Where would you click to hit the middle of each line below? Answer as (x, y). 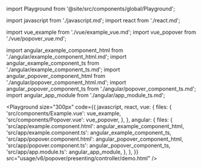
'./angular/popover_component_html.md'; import (66, 82)
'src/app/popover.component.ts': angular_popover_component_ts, (88, 145)
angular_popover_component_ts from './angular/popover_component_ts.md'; (101, 89)
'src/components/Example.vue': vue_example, (64, 113)
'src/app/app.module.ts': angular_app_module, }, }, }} (72, 152)
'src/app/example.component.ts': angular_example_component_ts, (89, 133)
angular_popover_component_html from (56, 76)
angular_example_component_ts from (53, 63)
